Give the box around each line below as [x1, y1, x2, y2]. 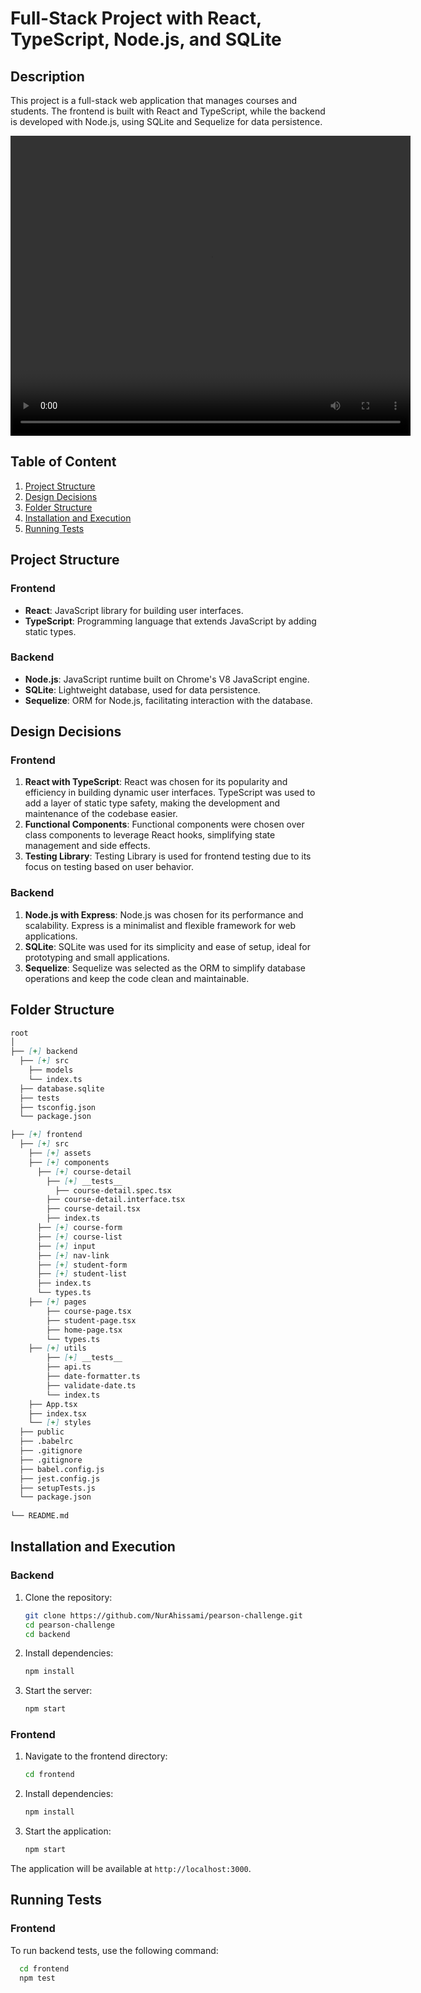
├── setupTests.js [19, 1483, 97, 1493]
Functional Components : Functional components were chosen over [24, 818, 305, 831]
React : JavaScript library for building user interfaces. [24, 604, 244, 616]
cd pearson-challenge [24, 1620, 115, 1630]
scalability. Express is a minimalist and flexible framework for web [24, 919, 297, 931]
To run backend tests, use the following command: [10, 1944, 219, 1956]
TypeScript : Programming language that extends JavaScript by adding [24, 615, 317, 627]
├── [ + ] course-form [36, 1223, 123, 1233]
